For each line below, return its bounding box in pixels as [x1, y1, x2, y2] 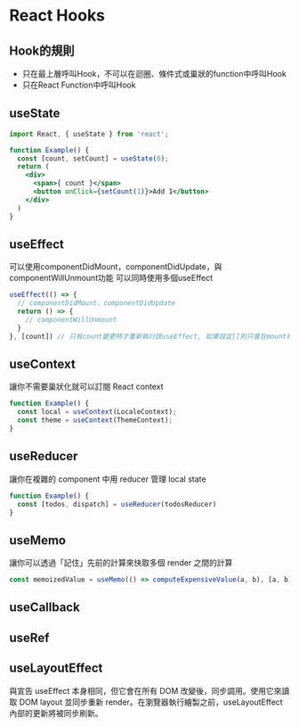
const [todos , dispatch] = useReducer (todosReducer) [17, 500, 217, 508]
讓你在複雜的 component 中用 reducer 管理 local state [9, 474, 206, 484]
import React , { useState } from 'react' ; [9, 129, 169, 138]
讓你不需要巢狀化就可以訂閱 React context [9, 381, 164, 392]
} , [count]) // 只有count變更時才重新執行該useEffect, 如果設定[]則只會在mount [9, 332, 287, 341]
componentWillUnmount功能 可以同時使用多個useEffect [9, 273, 214, 284]
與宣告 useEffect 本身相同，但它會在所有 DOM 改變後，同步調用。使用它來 [9, 685, 282, 696]
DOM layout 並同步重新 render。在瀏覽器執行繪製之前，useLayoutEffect [19, 697, 283, 707]
